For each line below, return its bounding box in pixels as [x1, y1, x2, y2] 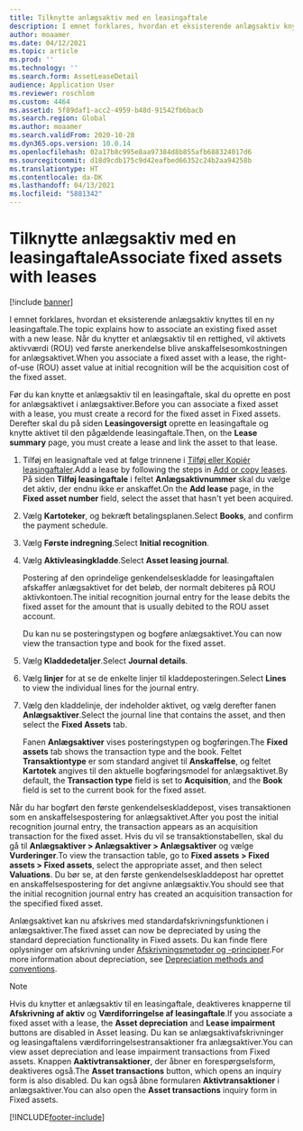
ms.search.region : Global [9, 114, 106, 123]
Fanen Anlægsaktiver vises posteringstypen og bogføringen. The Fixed [22, 737, 289, 747]
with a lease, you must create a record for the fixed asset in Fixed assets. [9, 408, 281, 419]
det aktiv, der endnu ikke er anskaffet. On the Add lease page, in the [22, 483, 275, 494]
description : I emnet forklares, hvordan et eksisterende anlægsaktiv [9, 22, 280, 31]
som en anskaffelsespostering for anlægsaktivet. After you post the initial [9, 811, 279, 822]
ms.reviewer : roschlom [9, 88, 95, 97]
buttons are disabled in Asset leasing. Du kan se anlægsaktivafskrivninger [9, 1026, 284, 1038]
